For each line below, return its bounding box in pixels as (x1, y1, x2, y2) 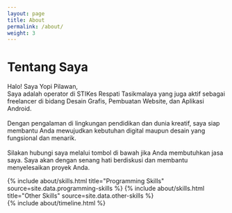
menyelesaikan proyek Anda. (7, 164, 90, 172)
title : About (7, 17, 45, 24)
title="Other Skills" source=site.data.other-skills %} (7, 191, 154, 200)
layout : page (7, 10, 45, 17)
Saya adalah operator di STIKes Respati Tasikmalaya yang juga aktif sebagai (7, 90, 226, 98)
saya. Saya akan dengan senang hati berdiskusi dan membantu (7, 156, 188, 164)
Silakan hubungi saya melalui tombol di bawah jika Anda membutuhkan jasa (7, 148, 224, 157)
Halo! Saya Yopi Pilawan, (7, 83, 78, 91)
